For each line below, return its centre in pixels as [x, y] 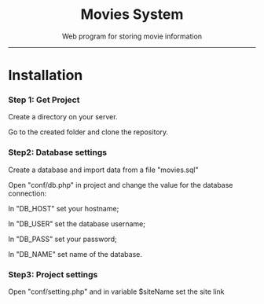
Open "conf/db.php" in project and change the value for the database [121, 185]
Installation [46, 75]
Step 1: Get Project [44, 100]
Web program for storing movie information [132, 36]
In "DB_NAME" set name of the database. [75, 254]
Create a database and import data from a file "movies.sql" [103, 170]
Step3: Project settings [53, 274]
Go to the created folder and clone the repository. [88, 132]
